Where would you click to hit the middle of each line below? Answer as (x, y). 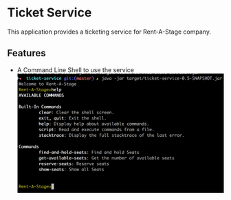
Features (26, 53)
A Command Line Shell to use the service (75, 69)
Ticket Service (49, 13)
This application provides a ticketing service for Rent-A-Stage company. (109, 32)
